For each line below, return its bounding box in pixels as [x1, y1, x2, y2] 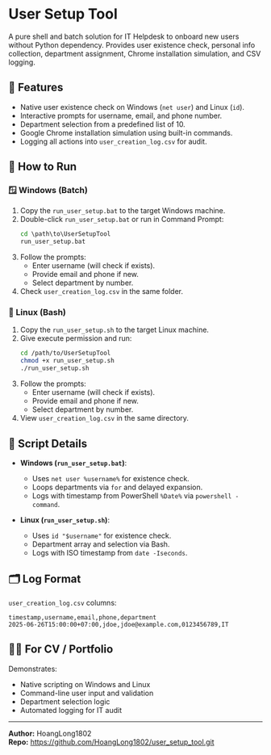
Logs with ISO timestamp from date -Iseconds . [31, 547, 188, 557]
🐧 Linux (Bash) [8, 307, 67, 318]
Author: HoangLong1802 [8, 728, 92, 738]
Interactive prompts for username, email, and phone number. [19, 111, 223, 120]
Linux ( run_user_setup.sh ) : [19, 514, 110, 525]
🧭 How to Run [8, 160, 77, 174]
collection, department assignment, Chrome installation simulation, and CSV [8, 48, 261, 58]
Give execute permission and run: [19, 333, 132, 343]
